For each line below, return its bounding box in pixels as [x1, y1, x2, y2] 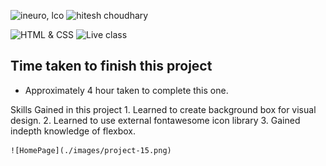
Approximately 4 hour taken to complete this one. [24, 84, 229, 96]
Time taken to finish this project [10, 58, 213, 75]
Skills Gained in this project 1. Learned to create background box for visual [10, 103, 317, 115]
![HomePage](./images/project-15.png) [10, 145, 172, 155]
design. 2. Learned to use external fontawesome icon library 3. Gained [10, 114, 301, 126]
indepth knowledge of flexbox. [10, 125, 137, 137]
